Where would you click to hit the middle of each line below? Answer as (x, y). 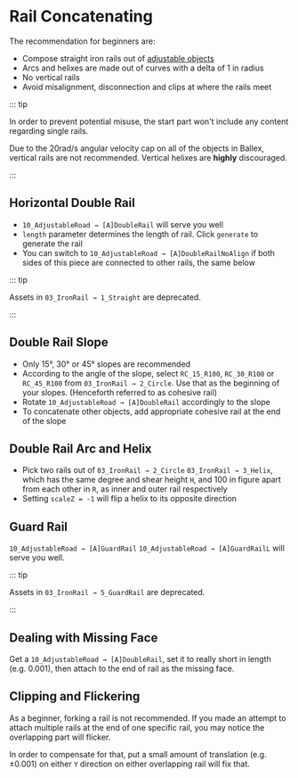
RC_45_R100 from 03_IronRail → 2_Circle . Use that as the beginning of (151, 383)
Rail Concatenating (81, 17)
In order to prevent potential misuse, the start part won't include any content (149, 121)
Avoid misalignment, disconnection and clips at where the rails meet (147, 87)
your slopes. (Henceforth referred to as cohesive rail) (120, 392)
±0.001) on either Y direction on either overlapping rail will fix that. (130, 764)
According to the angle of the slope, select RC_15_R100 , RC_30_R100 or (148, 373)
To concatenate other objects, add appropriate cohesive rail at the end (151, 411)
